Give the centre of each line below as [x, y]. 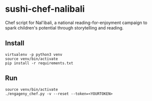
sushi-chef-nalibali [45, 9]
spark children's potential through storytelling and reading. [64, 27]
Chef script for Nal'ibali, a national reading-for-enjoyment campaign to [76, 23]
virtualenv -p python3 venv [34, 54]
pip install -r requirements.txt [39, 63]
